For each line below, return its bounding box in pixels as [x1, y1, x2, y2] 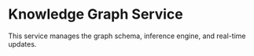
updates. [8, 39, 37, 48]
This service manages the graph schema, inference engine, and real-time [8, 31, 246, 40]
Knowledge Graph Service [8, 5, 183, 23]
